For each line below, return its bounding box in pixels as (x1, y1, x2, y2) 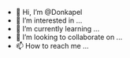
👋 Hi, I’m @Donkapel (15, 8, 83, 16)
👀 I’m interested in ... (15, 16, 83, 25)
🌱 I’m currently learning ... (15, 24, 100, 33)
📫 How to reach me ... (15, 42, 89, 50)
